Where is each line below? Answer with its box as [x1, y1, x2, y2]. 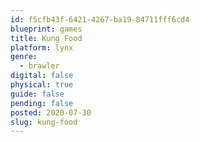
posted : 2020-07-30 [10, 107, 92, 118]
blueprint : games [10, 24, 83, 34]
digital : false [10, 71, 74, 81]
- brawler [19, 61, 60, 71]
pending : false [10, 98, 74, 108]
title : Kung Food [10, 33, 83, 43]
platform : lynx [10, 42, 74, 53]
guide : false [10, 89, 65, 99]
